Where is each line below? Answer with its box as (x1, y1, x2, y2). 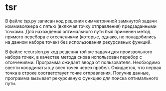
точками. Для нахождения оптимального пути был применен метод (5, 28, 151, 34)
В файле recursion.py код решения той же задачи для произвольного (5, 49, 153, 55)
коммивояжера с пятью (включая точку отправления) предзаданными (5, 23, 157, 29)
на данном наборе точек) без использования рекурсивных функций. (5, 39, 152, 45)
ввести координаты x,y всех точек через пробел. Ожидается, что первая (5, 64, 162, 71)
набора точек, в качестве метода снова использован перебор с (5, 54, 142, 60)
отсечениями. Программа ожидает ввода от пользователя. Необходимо (5, 59, 161, 65)
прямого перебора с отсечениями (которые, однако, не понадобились (5, 34, 157, 40)
